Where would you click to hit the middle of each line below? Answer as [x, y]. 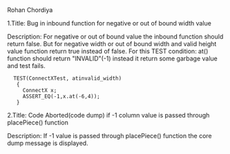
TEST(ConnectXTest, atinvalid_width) [68, 78]
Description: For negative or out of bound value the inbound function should [115, 36]
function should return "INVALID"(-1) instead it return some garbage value [112, 58]
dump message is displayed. [48, 143]
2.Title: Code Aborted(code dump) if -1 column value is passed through [108, 115]
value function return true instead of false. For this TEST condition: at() [108, 51]
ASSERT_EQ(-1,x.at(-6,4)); [61, 96]
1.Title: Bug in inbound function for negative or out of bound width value [109, 23]
